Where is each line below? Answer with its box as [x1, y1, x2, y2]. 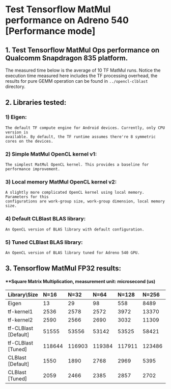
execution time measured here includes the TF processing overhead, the [5, 73, 158, 79]
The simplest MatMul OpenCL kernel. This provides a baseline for [5, 162, 149, 167]
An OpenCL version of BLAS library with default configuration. [5, 226, 145, 232]
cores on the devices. [5, 139, 53, 144]
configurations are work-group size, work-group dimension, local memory [5, 199, 165, 204]
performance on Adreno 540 [5, 14, 129, 26]
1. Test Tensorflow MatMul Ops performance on [5, 45, 160, 54]
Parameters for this [5, 194, 49, 200]
